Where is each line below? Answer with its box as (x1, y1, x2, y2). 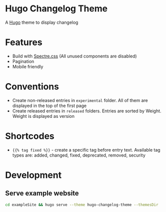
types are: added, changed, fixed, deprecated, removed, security (12, 152, 146, 158)
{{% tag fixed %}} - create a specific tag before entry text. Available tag (12, 147, 161, 153)
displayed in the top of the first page (12, 103, 87, 108)
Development (5, 169, 62, 181)
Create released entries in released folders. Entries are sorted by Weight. (12, 107, 162, 114)
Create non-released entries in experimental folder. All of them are (12, 97, 148, 103)
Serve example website (5, 189, 79, 198)
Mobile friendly (12, 63, 44, 69)
